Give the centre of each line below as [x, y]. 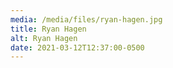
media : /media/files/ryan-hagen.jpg [86, 19]
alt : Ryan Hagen [44, 38]
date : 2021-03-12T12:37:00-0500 [77, 47]
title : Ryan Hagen [48, 29]
